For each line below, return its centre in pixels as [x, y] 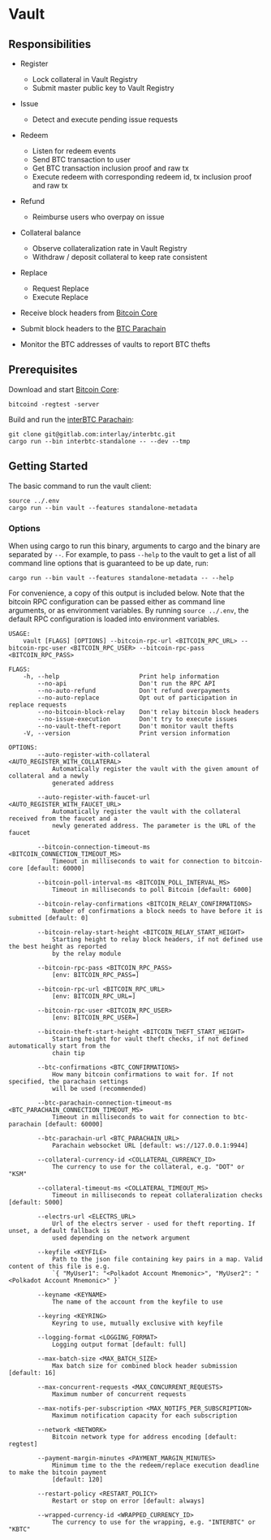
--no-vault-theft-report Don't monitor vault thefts [135, 726]
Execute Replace [60, 297]
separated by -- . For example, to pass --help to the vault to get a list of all [132, 554]
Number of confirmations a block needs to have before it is [157, 911]
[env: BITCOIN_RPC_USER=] [95, 1017]
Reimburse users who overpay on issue [98, 217]
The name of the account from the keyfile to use [137, 1302]
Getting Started [48, 467]
